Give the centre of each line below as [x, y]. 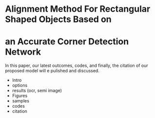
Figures [20, 96]
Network [23, 52]
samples [20, 101]
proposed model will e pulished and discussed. [52, 71]
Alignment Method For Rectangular [78, 9]
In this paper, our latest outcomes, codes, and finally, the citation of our [77, 66]
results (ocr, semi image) [37, 91]
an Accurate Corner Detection [67, 42]
